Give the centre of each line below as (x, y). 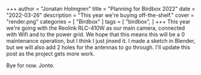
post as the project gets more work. (51, 54)
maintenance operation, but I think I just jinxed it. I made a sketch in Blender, (101, 41)
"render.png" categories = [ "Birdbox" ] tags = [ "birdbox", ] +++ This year (98, 21)
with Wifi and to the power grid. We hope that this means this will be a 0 (96, 34)
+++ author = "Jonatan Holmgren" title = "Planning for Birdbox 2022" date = (101, 9)
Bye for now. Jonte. (30, 65)
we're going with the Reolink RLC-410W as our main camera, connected (96, 28)
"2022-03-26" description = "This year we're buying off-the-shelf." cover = (100, 15)
